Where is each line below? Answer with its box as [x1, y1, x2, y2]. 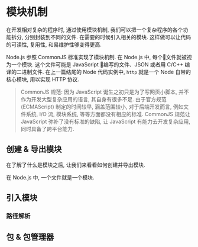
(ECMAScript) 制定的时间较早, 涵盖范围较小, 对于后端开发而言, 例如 [20, 103, 184, 110]
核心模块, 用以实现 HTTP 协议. [6, 75, 80, 83]
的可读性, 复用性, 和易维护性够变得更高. [6, 41, 102, 48]
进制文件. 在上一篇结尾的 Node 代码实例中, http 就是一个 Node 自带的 [21, 68, 191, 75]
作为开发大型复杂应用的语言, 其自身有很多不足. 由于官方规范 [20, 95, 167, 102]
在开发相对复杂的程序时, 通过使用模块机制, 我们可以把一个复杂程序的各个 [6, 26, 183, 33]
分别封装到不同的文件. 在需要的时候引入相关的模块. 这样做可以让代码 [24, 33, 191, 40]
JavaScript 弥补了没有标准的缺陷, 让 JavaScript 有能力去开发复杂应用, [20, 118, 191, 125]
